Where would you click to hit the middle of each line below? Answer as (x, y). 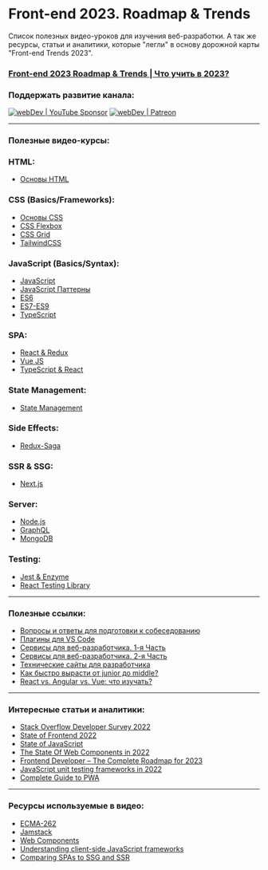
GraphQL (35, 530)
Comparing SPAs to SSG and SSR (75, 857)
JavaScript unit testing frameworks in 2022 (91, 770)
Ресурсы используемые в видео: (77, 806)
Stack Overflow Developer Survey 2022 (85, 727)
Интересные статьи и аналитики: (77, 709)
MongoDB (36, 538)
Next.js (32, 484)
